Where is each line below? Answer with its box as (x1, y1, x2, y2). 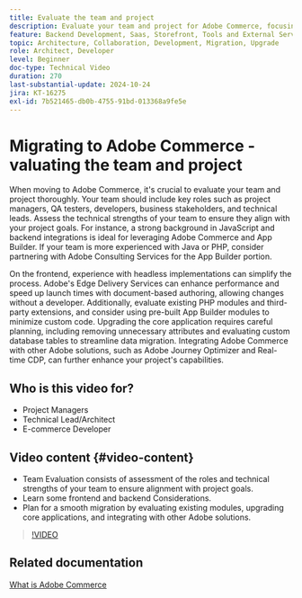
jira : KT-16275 (9, 88, 67, 97)
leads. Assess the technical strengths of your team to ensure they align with (9, 213, 290, 224)
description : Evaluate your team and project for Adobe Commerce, (9, 22, 263, 31)
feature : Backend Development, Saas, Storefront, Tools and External (9, 30, 276, 39)
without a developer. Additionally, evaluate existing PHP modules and (9, 298, 265, 308)
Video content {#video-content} (9, 450, 195, 465)
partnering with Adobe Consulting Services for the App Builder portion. (9, 251, 272, 262)
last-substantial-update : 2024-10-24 (9, 80, 151, 89)
